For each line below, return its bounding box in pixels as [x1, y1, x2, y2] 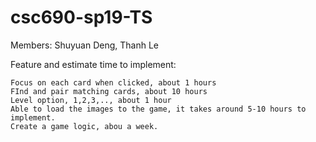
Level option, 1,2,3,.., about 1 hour [10, 95, 172, 105]
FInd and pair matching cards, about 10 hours [10, 86, 208, 96]
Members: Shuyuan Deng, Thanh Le [10, 39, 160, 51]
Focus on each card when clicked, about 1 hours [10, 77, 217, 88]
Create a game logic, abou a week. [10, 121, 159, 131]
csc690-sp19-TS [10, 6, 153, 29]
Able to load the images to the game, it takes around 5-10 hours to [10, 104, 307, 114]
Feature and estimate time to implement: [10, 58, 177, 70]
